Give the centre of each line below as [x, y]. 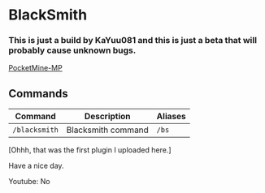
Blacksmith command [107, 130]
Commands [39, 94]
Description [108, 117]
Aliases [171, 117]
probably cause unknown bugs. [72, 50]
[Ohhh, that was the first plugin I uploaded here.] [90, 150]
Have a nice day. [36, 166]
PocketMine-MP [35, 68]
